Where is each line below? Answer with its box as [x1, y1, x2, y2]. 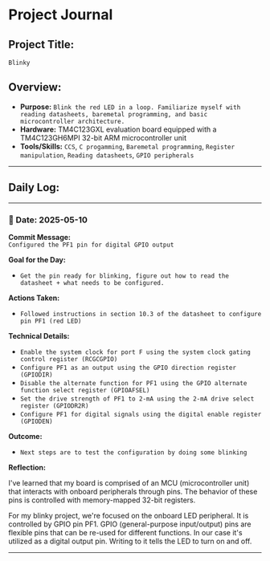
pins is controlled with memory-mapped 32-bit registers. [8, 495, 196, 505]
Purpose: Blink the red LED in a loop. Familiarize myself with [19, 102, 241, 112]
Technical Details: [8, 331, 70, 340]
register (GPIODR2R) [19, 401, 89, 410]
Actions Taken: [8, 293, 60, 303]
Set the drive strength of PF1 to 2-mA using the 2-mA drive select [19, 395, 255, 403]
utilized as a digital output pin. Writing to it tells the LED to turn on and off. [8, 536, 252, 546]
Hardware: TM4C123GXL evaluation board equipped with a [19, 124, 217, 134]
